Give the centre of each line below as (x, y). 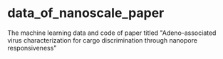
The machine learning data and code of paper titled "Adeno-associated (112, 33)
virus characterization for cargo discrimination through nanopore (103, 40)
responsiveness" (32, 48)
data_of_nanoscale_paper (86, 13)
